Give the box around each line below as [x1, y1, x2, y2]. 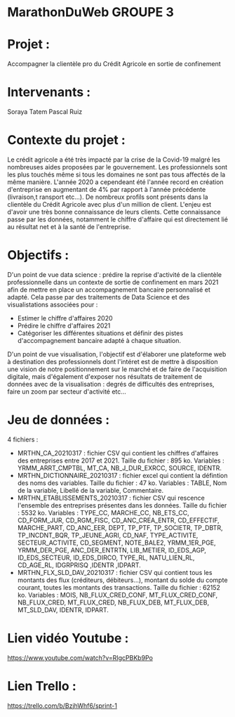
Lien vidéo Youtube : [7, 631, 129, 647]
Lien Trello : [7, 678, 76, 694]
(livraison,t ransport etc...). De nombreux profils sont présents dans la [7, 193, 208, 201]
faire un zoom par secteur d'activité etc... [7, 387, 126, 396]
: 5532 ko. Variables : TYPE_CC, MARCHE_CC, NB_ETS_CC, [17, 508, 189, 517]
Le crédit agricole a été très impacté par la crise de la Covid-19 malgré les [7, 155, 221, 164]
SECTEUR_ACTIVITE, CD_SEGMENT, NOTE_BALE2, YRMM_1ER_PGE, [17, 538, 216, 547]
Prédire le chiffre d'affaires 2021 [17, 321, 111, 330]
